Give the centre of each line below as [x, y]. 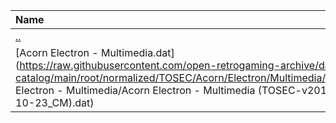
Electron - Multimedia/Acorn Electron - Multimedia [135, 90]
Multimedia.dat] [138, 52]
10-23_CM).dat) [55, 102]
